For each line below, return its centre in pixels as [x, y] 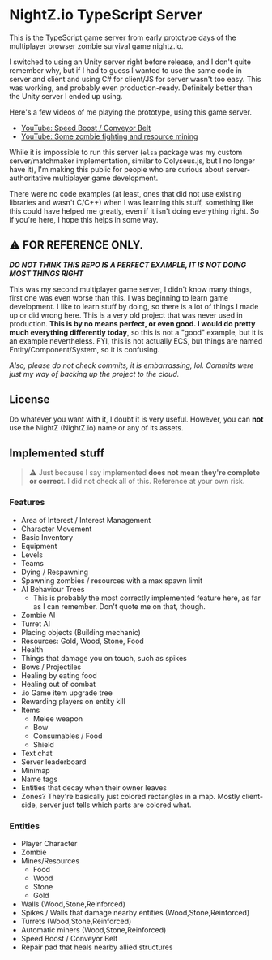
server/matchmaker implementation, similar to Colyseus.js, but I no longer [132, 161]
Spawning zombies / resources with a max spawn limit [112, 580]
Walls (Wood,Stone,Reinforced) [73, 904]
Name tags [39, 779]
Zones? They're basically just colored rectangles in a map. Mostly [130, 796]
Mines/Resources [50, 861]
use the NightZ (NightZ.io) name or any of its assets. [97, 427]
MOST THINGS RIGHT [47, 273]
